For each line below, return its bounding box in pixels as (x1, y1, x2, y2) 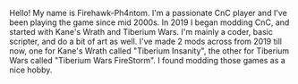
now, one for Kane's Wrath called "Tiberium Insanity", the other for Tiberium (9, 46, 290, 56)
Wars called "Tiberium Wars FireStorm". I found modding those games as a (9, 55, 286, 65)
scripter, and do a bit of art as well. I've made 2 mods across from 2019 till (9, 36, 282, 46)
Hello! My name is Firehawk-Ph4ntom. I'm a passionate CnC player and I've (9, 8, 288, 18)
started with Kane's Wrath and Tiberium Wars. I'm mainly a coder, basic (9, 27, 273, 37)
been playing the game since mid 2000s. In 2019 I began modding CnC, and (9, 17, 290, 28)
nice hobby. (9, 64, 53, 75)
